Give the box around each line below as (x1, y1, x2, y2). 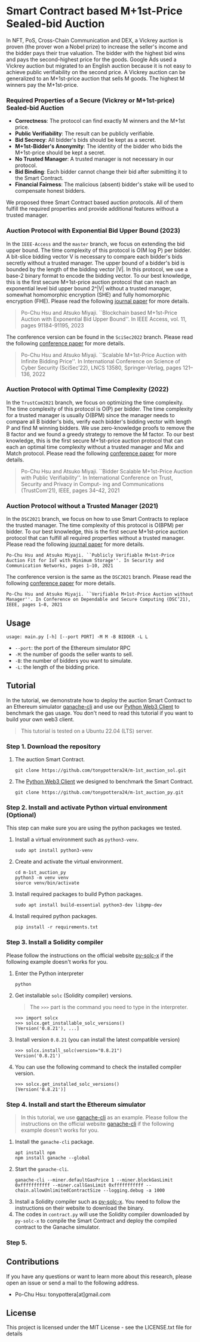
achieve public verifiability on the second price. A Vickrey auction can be (6, 68, 186, 75)
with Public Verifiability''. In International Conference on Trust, (20, 474, 173, 481)
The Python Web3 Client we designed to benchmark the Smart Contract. (14, 778, 193, 785)
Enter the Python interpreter (14, 970, 84, 977)
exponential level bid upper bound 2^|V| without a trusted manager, (6, 284, 172, 292)
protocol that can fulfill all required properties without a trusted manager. (6, 535, 185, 542)
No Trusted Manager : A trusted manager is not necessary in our (14, 156, 174, 163)
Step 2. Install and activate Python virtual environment (6, 803, 168, 812)
